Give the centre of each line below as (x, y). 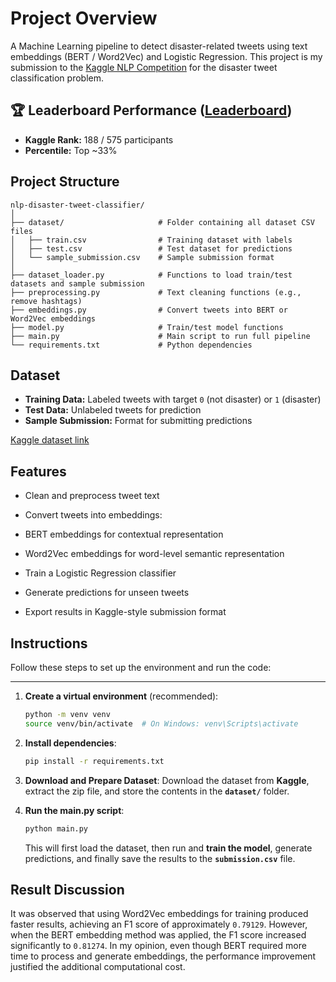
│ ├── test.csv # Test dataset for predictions (151, 248)
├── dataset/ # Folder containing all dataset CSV (162, 222)
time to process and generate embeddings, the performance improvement (163, 956)
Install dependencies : (70, 743)
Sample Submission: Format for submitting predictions (138, 421)
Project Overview (84, 18)
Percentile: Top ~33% (71, 150)
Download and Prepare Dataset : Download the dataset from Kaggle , (167, 780)
